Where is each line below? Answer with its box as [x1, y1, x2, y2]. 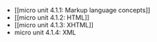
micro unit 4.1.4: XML [14, 28, 76, 36]
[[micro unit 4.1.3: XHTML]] [14, 21, 94, 29]
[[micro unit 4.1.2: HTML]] [14, 13, 90, 22]
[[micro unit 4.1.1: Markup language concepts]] [14, 6, 151, 14]
